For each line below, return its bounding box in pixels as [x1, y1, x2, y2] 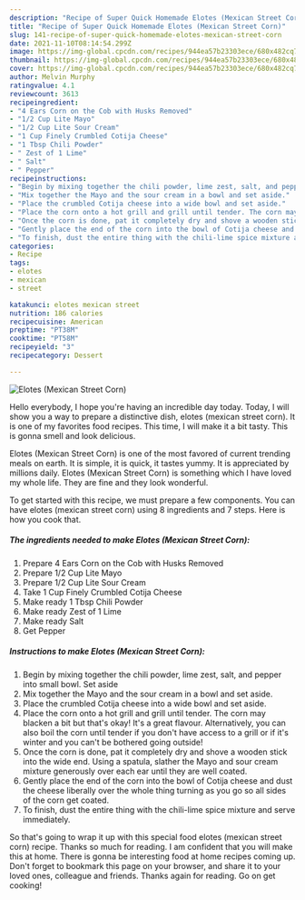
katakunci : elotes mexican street [9, 300, 141, 309]
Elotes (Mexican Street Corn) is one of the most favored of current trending [9, 447, 290, 459]
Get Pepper [22, 625, 66, 636]
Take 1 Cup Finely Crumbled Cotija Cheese [22, 586, 182, 597]
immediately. [22, 814, 71, 825]
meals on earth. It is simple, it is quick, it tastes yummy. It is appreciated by [9, 457, 290, 468]
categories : [9, 242, 54, 251]
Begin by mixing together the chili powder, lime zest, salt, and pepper [22, 669, 282, 680]
